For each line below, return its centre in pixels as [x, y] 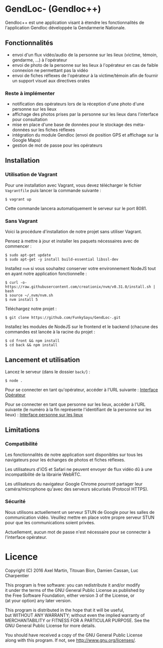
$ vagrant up [18, 199]
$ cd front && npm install [32, 341]
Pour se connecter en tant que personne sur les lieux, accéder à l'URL [75, 404]
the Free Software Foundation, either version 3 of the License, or [70, 595]
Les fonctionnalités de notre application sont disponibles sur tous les [74, 454]
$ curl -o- [16, 283]
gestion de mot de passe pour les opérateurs [57, 145]
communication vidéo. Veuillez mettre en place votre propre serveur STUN [80, 517]
